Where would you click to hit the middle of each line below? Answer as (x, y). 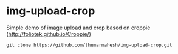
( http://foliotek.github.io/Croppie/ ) (49, 34)
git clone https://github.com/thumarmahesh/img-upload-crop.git (89, 45)
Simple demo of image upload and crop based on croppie (78, 28)
